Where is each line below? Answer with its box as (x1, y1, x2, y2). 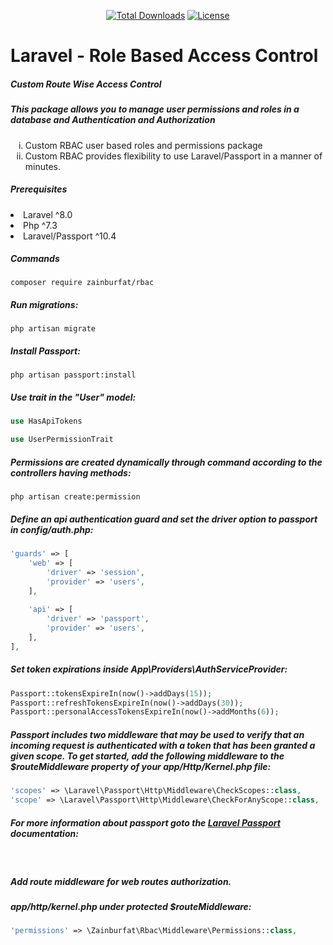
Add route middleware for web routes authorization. (10, 875, 232, 887)
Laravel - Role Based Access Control (10, 45, 319, 67)
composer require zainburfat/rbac (10, 278, 155, 288)
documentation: (10, 827, 79, 839)
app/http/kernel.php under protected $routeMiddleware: (10, 900, 252, 912)
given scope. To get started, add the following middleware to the (10, 750, 285, 762)
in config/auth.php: (10, 523, 94, 535)
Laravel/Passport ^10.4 (23, 230, 117, 242)
